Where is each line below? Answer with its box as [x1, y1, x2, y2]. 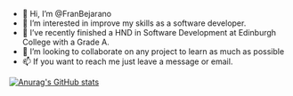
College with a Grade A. [21, 36, 110, 47]
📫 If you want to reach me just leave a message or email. [21, 56, 233, 67]
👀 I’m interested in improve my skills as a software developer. [21, 18, 247, 28]
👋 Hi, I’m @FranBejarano [21, 9, 112, 19]
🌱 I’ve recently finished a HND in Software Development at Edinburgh [21, 28, 277, 37]
